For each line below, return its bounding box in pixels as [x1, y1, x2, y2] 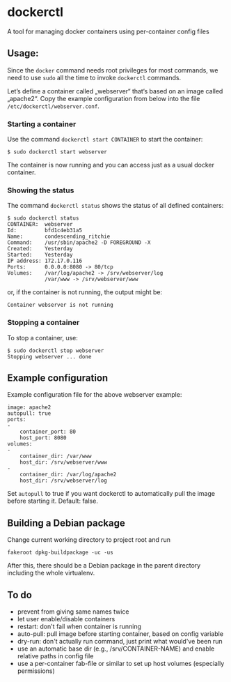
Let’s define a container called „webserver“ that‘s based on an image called [7, 86, 223, 95]
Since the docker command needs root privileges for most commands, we [7, 66, 218, 74]
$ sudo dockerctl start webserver [7, 149, 108, 156]
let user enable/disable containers [17, 615, 115, 623]
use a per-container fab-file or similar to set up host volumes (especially [17, 660, 225, 668]
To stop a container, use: [7, 333, 79, 342]
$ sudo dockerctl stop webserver [7, 347, 104, 354]
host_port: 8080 [19, 434, 67, 441]
